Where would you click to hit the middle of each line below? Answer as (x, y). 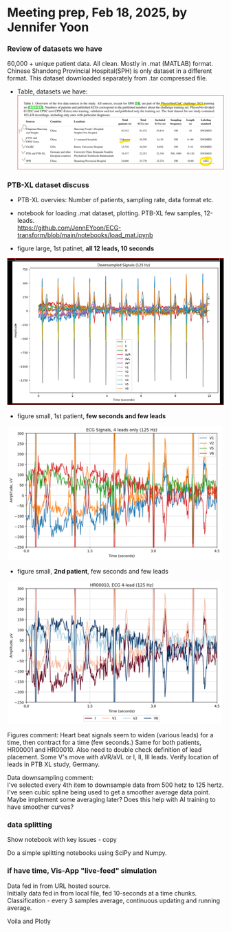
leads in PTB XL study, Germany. (54, 764)
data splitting (30, 825)
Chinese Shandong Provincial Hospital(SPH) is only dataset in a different (110, 71)
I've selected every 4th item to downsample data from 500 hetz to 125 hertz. (115, 785)
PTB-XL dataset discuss (48, 185)
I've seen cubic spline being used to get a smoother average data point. (109, 792)
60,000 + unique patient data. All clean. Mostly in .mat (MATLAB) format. (110, 64)
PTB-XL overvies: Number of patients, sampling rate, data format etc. (115, 199)
